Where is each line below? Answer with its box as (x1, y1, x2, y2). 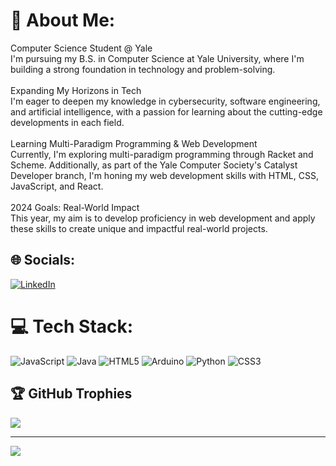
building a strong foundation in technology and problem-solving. (10, 63, 276, 75)
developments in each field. (10, 116, 125, 128)
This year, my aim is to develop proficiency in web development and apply (10, 212, 316, 224)
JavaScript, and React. (10, 180, 104, 192)
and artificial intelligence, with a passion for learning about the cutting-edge (10, 105, 323, 118)
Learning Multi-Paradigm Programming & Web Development (10, 137, 258, 149)
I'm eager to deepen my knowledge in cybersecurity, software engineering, (10, 95, 321, 107)
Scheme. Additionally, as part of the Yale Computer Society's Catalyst (10, 159, 298, 171)
